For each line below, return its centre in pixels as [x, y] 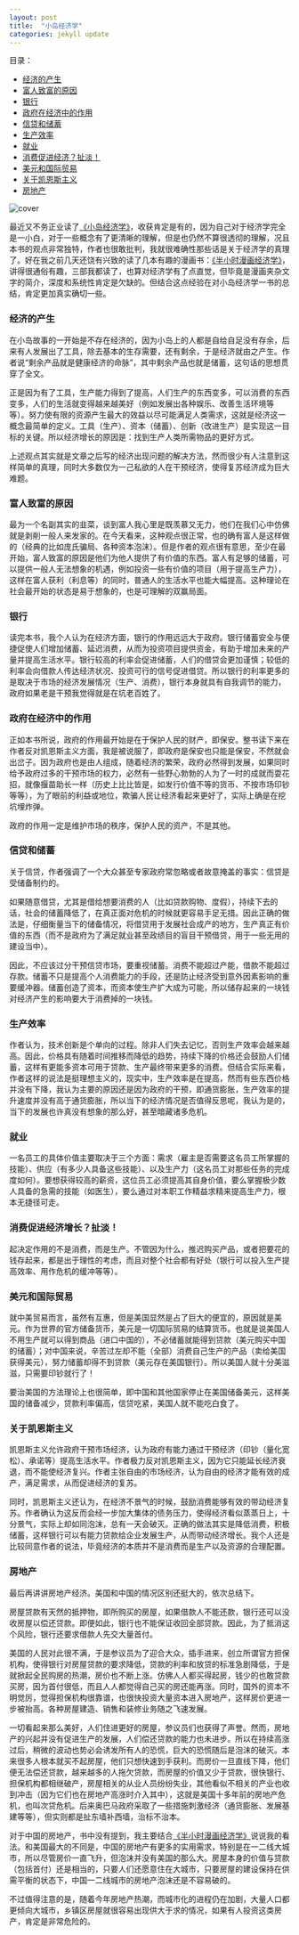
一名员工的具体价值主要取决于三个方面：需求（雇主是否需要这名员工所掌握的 [149, 1158]
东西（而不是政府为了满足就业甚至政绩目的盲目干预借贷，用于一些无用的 [157, 935]
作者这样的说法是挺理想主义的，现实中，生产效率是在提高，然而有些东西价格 [149, 1078]
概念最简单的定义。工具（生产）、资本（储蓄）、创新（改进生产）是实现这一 [145, 426]
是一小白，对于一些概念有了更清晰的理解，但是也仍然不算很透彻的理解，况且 [149, 238]
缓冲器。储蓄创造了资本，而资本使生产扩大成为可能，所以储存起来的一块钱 [153, 987]
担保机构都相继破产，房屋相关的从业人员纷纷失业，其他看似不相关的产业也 [145, 1783]
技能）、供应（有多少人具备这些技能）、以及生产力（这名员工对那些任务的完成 [149, 1169]
